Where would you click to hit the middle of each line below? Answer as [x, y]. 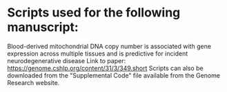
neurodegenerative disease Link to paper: [67, 60]
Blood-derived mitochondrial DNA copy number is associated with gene [109, 46]
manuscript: [43, 27]
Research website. [33, 82]
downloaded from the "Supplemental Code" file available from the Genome [114, 75]
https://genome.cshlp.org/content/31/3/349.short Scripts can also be [105, 68]
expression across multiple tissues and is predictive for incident [98, 54]
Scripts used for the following [94, 13]
